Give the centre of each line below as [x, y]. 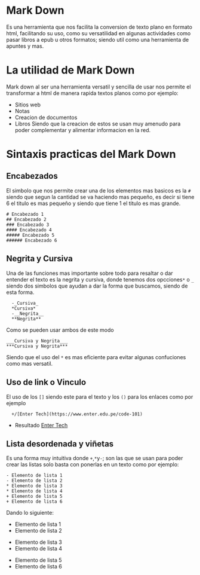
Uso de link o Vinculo [46, 382]
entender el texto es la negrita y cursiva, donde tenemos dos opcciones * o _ [100, 279]
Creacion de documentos [46, 117]
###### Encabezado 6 [32, 240]
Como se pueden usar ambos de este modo [60, 330]
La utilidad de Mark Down [70, 70]
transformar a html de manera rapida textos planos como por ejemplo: [93, 93]
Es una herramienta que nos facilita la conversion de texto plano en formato [99, 27]
